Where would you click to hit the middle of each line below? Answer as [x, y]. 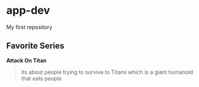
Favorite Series [35, 46]
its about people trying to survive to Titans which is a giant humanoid [107, 72]
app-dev [28, 10]
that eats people [41, 78]
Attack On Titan [27, 60]
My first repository [29, 27]
